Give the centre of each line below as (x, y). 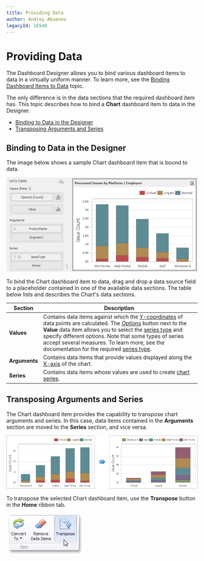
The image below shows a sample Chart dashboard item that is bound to (97, 163)
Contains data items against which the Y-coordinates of (113, 317)
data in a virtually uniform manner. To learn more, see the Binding (88, 79)
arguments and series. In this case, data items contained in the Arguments (100, 420)
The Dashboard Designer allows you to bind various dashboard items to (96, 73)
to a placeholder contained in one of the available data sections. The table (99, 288)
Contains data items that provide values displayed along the (118, 357)
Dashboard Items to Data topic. (45, 86)
